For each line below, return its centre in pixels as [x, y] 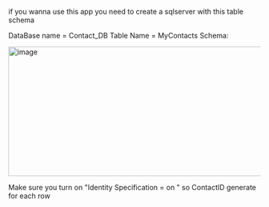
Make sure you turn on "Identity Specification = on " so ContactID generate [132, 187]
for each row [29, 196]
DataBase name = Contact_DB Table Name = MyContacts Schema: [118, 36]
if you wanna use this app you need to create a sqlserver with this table [126, 12]
